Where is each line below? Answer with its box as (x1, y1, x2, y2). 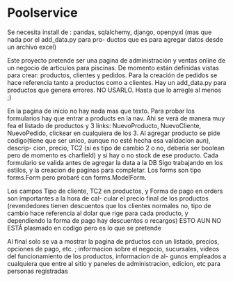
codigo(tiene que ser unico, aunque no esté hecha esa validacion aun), (7, 136, 211, 144)
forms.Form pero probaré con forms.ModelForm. (7, 173, 147, 182)
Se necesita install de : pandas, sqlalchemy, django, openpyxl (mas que (7, 28, 212, 36)
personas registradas (7, 267, 68, 275)
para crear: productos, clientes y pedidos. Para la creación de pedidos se (7, 71, 218, 79)
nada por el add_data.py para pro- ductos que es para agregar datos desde (7, 35, 224, 43)
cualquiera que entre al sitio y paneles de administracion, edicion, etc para (7, 259, 221, 267)
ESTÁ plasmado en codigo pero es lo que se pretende (7, 224, 161, 232)
